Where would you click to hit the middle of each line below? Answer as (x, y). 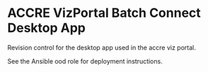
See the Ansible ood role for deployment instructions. (85, 61)
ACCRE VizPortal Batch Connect (104, 13)
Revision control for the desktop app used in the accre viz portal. (102, 47)
